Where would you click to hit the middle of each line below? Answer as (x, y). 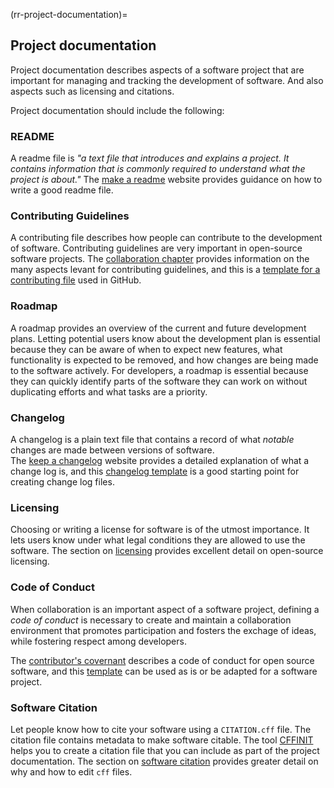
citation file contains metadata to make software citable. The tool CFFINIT (162, 740)
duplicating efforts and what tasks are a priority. (109, 391)
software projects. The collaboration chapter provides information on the (160, 259)
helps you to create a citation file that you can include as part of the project (165, 750)
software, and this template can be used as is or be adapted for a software (164, 671)
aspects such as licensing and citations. (92, 91)
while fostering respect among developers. (98, 641)
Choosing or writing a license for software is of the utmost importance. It (160, 530)
